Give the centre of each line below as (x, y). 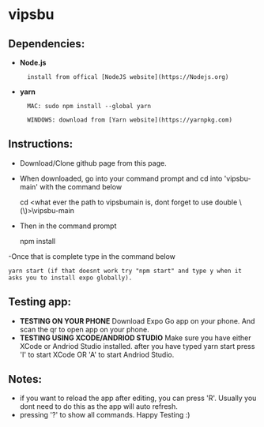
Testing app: (40, 302)
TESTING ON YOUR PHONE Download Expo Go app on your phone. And (137, 320)
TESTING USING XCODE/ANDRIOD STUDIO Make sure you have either (135, 338)
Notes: (25, 379)
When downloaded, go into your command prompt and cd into (121, 178)
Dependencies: (47, 44)
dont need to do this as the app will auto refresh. (98, 406)
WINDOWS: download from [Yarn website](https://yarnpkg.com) (130, 120)
